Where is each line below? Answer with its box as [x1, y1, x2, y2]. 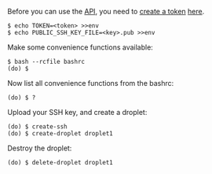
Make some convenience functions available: [7, 43, 154, 52]
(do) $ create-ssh [7, 123, 68, 131]
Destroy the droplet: [7, 143, 72, 153]
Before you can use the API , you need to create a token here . [7, 7, 205, 16]
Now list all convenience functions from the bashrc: [7, 79, 174, 87]
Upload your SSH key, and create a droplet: [7, 108, 148, 117]
